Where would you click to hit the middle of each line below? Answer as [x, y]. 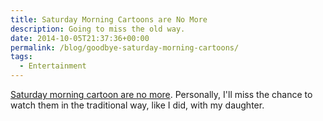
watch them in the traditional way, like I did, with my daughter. [137, 105]
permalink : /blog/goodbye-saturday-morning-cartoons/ [125, 47]
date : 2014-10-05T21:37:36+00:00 [80, 38]
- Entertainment [53, 66]
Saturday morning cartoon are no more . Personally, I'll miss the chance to [161, 94]
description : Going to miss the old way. [98, 29]
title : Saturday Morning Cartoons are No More [109, 19]
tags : [21, 57]
